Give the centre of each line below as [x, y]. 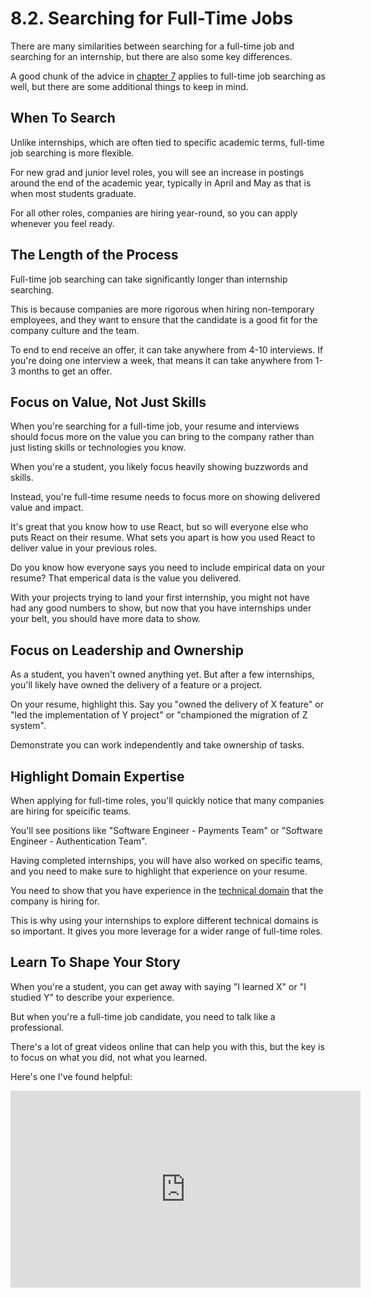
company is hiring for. [55, 901]
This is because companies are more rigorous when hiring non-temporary [162, 309]
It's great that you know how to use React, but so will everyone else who [159, 527]
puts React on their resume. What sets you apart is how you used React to [163, 538]
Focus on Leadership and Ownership [127, 650]
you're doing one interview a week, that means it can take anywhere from [161, 360]
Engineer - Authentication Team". [79, 841]
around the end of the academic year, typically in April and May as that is [161, 183]
